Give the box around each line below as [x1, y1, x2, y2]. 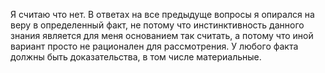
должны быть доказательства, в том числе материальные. [10, 51, 262, 63]
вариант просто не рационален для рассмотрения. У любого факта [10, 40, 299, 52]
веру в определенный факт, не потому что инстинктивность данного [10, 19, 305, 31]
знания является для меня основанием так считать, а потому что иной [10, 30, 314, 41]
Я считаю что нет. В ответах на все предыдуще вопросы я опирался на [10, 9, 315, 20]
